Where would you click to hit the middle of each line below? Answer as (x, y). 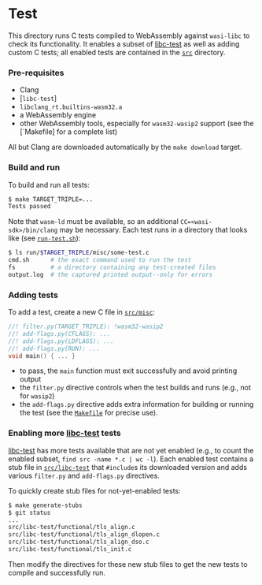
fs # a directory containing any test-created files (112, 268)
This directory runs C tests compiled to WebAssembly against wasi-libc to (129, 35)
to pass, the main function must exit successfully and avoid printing (128, 371)
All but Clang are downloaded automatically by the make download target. (125, 147)
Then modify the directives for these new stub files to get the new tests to (128, 564)
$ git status (30, 512)
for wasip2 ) (37, 396)
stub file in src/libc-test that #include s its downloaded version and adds (128, 467)
